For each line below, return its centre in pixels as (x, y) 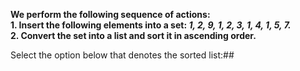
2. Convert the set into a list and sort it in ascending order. (133, 35)
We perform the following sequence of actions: (110, 14)
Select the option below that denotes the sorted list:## (122, 55)
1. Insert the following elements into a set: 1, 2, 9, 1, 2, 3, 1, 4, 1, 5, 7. (151, 25)
